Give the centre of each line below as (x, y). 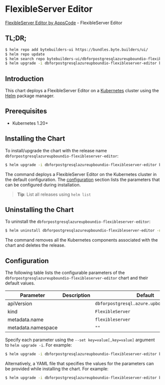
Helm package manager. (30, 96)
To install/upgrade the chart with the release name (56, 150)
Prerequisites (26, 111)
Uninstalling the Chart (40, 210)
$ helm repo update (25, 54)
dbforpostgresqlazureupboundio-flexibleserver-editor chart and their (77, 278)
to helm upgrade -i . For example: (39, 345)
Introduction (25, 79)
